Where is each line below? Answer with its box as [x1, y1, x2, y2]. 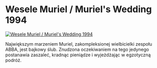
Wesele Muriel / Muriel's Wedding [5, 4, 152, 15]
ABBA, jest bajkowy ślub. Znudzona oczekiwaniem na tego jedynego [5, 46, 149, 52]
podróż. [5, 57, 22, 63]
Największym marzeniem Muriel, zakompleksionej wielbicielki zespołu [5, 41, 152, 47]
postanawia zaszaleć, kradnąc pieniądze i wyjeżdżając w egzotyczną [5, 52, 151, 58]
